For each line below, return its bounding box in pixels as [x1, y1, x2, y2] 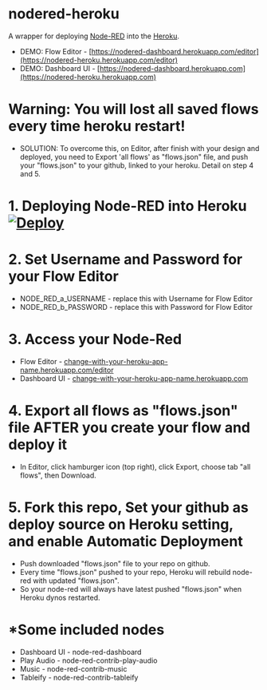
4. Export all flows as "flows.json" [8, 402, 238, 420]
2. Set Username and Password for [8, 251, 243, 268]
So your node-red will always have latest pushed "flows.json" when [19, 584, 242, 593]
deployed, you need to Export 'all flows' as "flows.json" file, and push [19, 152, 249, 161]
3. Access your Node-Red [8, 331, 182, 348]
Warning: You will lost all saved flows [8, 101, 259, 118]
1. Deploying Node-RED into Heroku [8, 197, 247, 216]
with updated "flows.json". [33, 576, 120, 585]
